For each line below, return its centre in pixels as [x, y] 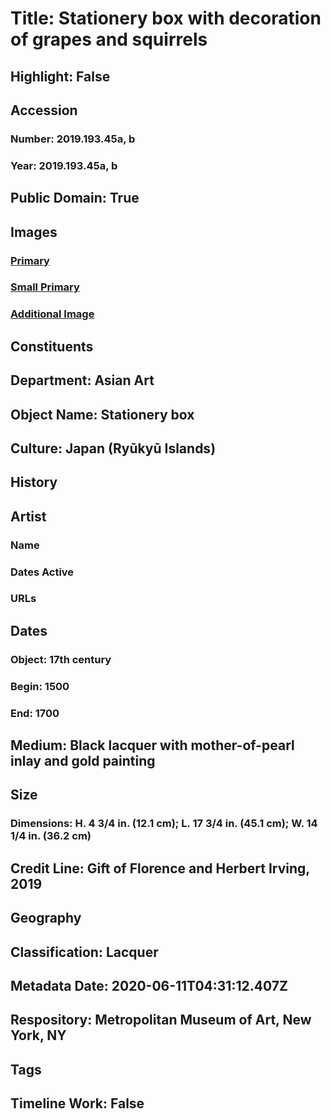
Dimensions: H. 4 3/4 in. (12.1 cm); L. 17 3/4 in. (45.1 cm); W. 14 [164, 824]
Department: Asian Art [82, 380]
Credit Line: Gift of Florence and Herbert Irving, [160, 868]
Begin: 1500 [40, 686]
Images [34, 232]
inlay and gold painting [83, 761]
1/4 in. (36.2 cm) [51, 836]
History [34, 482]
